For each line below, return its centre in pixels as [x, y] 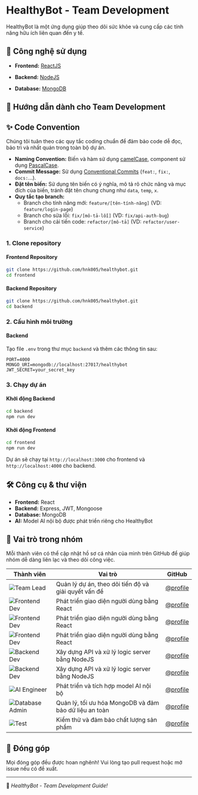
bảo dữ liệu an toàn [82, 710]
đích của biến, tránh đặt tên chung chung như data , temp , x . [87, 190]
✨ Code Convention [43, 127]
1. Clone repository [34, 243]
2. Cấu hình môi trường [39, 321]
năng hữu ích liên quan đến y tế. [45, 32]
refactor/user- [161, 222]
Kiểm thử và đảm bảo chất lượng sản [106, 720]
